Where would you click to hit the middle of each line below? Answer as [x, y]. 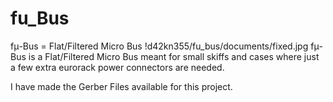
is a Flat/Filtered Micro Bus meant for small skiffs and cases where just [174, 56]
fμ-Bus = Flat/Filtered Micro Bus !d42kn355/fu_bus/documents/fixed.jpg [159, 46]
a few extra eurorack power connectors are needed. [117, 67]
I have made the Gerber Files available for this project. [121, 86]
